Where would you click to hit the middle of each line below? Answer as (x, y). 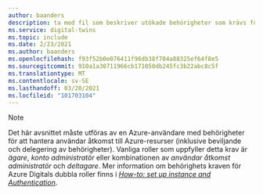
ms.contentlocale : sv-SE (49, 81)
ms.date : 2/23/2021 (40, 45)
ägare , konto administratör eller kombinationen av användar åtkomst (119, 158)
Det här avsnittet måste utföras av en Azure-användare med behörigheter (126, 133)
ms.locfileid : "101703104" (52, 95)
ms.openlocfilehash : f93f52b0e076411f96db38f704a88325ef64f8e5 (113, 59)
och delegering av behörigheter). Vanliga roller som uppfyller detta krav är (128, 149)
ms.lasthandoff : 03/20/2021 (54, 88)
